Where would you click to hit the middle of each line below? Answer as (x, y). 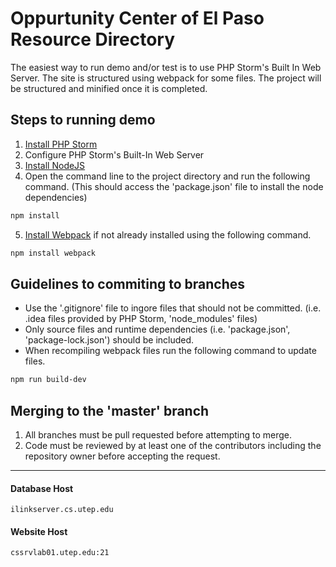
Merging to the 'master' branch (110, 410)
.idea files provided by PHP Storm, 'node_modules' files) (141, 319)
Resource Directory (93, 39)
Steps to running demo (83, 120)
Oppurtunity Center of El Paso (137, 18)
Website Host (39, 531)
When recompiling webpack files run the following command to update (170, 351)
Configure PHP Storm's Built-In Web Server (114, 154)
